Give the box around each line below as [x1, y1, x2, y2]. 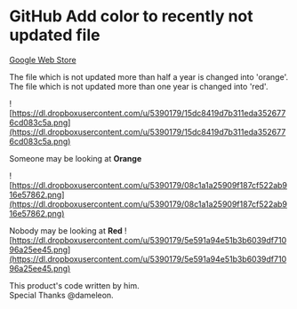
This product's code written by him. [9, 280, 140, 290]
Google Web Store [9, 54, 77, 65]
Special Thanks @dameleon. [9, 289, 114, 300]
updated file [9, 25, 100, 45]
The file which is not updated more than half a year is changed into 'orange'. [9, 71, 289, 82]
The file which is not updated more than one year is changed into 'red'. [9, 81, 269, 91]
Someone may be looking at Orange [9, 153, 142, 163]
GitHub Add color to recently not [9, 6, 253, 27]
